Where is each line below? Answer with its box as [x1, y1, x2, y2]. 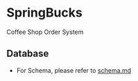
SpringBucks [6, 5, 83, 21]
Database [6, 48, 49, 60]
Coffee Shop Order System [6, 28, 84, 36]
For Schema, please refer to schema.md [16, 66, 132, 74]
